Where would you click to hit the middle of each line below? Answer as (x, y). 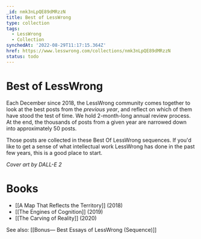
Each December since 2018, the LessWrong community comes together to (98, 103)
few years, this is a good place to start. (54, 153)
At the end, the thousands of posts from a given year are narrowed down (97, 122)
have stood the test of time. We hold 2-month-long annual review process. (98, 115)
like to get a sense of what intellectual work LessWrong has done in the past (100, 146)
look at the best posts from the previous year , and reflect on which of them (99, 109)
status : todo (23, 56)
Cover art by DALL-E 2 (34, 164)
